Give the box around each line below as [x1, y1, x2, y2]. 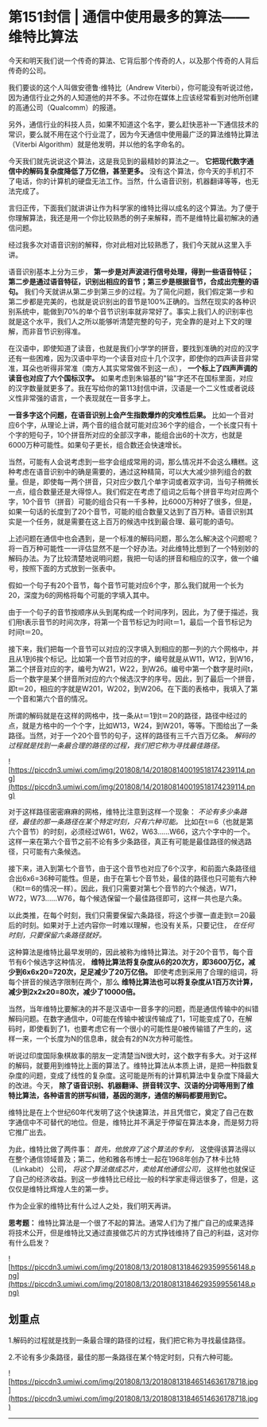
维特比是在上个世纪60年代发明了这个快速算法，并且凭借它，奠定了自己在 [8, 1107, 247, 1116]
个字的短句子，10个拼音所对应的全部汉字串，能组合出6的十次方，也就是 [8, 430, 243, 440]
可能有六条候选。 [29, 846, 85, 856]
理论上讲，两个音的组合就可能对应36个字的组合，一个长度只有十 [47, 420, 258, 429]
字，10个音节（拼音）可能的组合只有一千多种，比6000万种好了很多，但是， [8, 496, 256, 506]
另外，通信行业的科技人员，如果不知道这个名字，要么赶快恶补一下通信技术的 [8, 119, 259, 129]
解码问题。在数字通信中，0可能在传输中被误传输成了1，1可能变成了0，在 [8, 1014, 246, 1023]
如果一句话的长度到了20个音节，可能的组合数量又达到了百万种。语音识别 [8, 506, 247, 516]
